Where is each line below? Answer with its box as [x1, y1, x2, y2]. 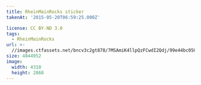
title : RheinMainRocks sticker [6, 8, 84, 15]
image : [6, 58, 23, 65]
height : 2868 [11, 69, 44, 75]
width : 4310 [11, 64, 42, 70]
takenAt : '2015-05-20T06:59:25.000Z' [6, 14, 100, 20]
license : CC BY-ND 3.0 [6, 25, 63, 31]
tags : [6, 31, 20, 37]
